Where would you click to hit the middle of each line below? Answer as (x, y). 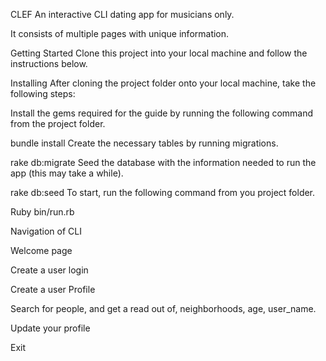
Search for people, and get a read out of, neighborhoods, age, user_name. (163, 308)
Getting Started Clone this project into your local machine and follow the (159, 53)
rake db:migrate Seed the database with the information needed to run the (163, 162)
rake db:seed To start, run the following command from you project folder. (163, 192)
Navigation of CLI (46, 231)
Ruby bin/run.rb (42, 212)
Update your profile (50, 328)
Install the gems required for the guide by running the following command (162, 113)
